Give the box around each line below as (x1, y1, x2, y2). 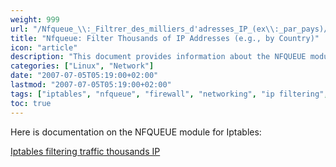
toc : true (10, 98, 52, 108)
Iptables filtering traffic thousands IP (10, 145, 161, 157)
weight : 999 (10, 14, 60, 25)
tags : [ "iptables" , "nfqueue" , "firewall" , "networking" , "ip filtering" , (10, 89, 329, 99)
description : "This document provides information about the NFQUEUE (10, 52, 307, 62)
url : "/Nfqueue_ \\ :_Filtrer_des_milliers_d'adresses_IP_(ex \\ (10, 24, 275, 34)
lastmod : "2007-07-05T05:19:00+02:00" (10, 80, 172, 90)
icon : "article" (10, 42, 78, 53)
